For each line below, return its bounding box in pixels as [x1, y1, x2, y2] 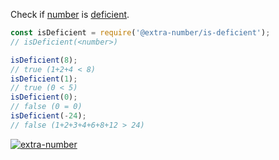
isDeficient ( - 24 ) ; [10, 111, 87, 121]
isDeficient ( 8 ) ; [10, 55, 78, 65]
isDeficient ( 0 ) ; [10, 92, 78, 103]
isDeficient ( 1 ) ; [10, 74, 78, 84]
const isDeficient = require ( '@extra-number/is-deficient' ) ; [10, 28, 271, 38]
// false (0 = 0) [10, 102, 83, 112]
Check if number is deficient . [10, 9, 130, 20]
